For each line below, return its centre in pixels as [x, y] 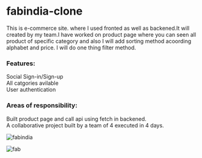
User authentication [31, 90]
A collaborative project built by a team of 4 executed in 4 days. [85, 125]
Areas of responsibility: [42, 106]
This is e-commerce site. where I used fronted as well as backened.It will [98, 28]
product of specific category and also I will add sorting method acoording [99, 41]
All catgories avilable [33, 83]
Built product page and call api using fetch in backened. [76, 119]
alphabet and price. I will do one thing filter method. [71, 48]
